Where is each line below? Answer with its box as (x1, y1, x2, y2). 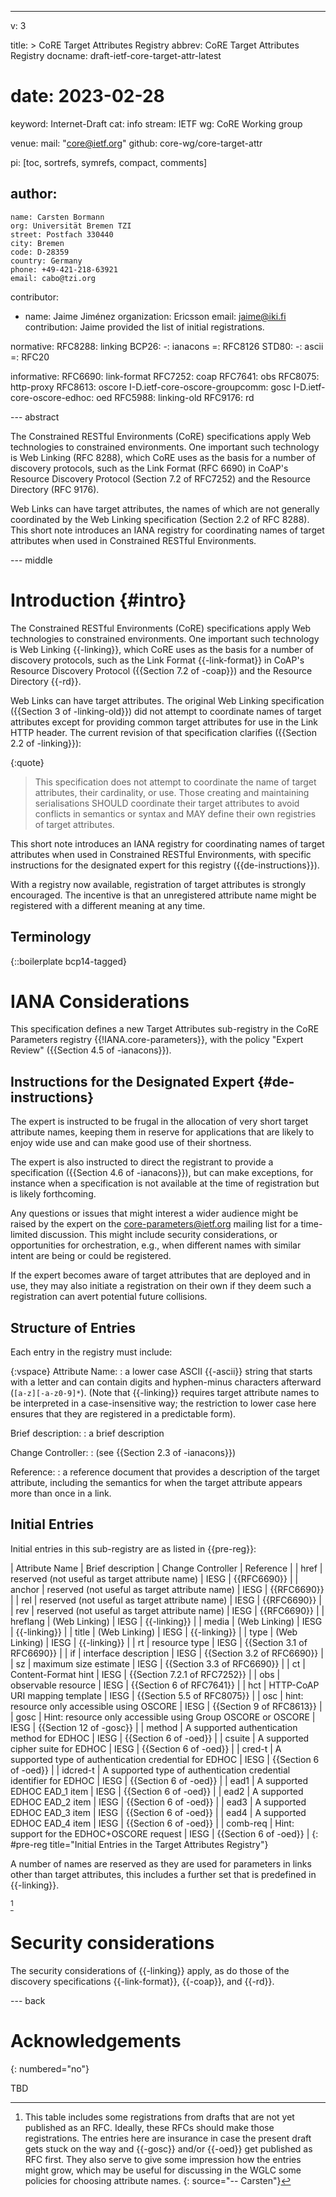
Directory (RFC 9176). (10, 483, 100, 495)
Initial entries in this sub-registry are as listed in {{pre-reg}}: (10, 1542, 257, 1555)
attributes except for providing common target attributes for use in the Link (10, 716, 319, 728)
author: (10, 186, 58, 203)
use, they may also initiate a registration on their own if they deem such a (10, 1280, 312, 1292)
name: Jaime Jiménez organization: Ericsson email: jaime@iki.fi (24, 310, 287, 322)
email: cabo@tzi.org (10, 273, 97, 283)
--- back (10, 1994, 46, 2006)
